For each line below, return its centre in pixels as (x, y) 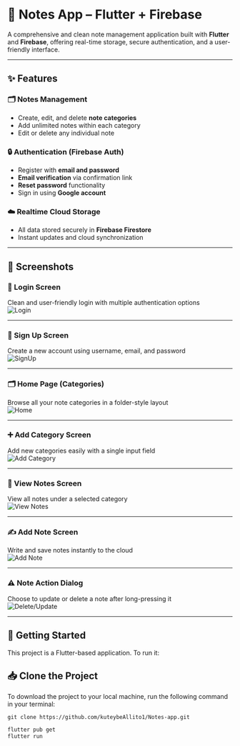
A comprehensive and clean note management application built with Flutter (119, 34)
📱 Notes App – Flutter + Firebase (105, 15)
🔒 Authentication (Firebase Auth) (66, 151)
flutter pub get (31, 730)
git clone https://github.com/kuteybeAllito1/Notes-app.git (99, 717)
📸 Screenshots (41, 267)
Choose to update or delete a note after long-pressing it (89, 598)
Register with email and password (68, 170)
